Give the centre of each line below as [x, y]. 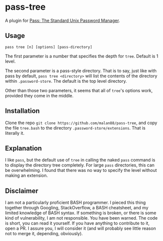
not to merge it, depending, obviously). [44, 234]
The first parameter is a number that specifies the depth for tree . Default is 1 [82, 56]
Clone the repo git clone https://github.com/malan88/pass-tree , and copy [81, 123]
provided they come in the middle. [39, 95]
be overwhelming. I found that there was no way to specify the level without [81, 170]
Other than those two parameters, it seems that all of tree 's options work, [79, 90]
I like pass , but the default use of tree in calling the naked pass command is [80, 160]
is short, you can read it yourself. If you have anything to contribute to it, [77, 223]
